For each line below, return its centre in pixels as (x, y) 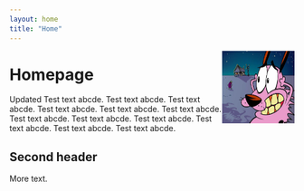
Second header (53, 157)
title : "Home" (36, 29)
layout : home (34, 19)
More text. (28, 179)
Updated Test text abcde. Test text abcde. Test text (105, 100)
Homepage (52, 75)
